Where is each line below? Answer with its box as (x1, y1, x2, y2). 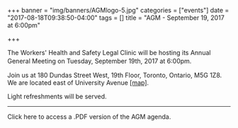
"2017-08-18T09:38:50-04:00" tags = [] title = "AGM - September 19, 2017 (7, 13, 225, 22)
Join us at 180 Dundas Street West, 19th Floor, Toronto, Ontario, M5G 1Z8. (7, 71, 222, 79)
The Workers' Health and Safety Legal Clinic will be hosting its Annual (7, 49, 211, 57)
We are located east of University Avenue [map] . (7, 78, 149, 87)
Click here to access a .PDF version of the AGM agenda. (7, 112, 171, 121)
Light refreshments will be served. (7, 92, 108, 100)
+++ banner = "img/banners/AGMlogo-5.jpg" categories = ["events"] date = (7, 6, 229, 14)
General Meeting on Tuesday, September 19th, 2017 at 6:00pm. (7, 57, 192, 65)
